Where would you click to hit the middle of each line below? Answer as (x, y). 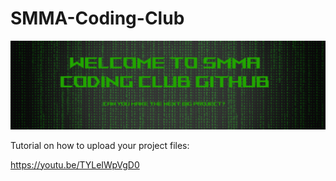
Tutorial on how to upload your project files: (100, 145)
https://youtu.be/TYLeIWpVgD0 (75, 164)
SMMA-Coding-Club (97, 18)
